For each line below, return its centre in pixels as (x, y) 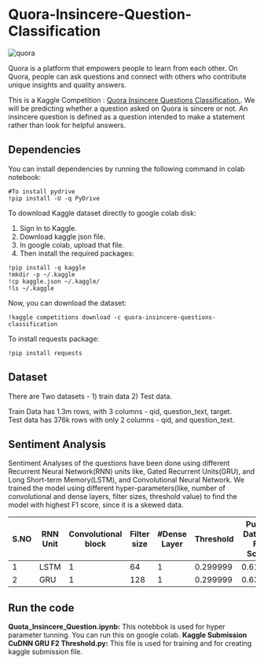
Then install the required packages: (77, 253)
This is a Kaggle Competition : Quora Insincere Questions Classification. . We (132, 100)
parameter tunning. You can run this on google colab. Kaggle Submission (128, 635)
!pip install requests (45, 353)
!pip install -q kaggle (47, 268)
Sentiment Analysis (57, 444)
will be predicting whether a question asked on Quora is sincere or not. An (128, 108)
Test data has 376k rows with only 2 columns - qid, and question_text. (121, 420)
